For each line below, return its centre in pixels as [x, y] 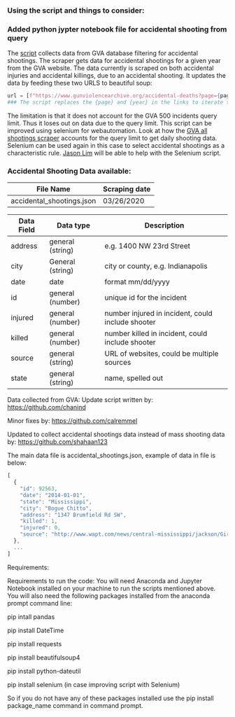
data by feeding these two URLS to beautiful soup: [80, 83]
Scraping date [127, 189]
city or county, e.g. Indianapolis [156, 266]
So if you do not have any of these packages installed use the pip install [111, 698]
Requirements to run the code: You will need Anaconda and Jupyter [105, 580]
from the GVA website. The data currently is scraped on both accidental [111, 68]
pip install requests [35, 643]
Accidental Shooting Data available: [69, 171]
